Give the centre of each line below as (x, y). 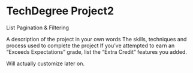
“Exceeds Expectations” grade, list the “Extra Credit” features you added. (97, 51)
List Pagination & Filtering (38, 28)
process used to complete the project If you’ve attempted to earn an (91, 45)
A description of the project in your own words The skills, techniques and (96, 39)
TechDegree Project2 (60, 11)
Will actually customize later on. (46, 63)
